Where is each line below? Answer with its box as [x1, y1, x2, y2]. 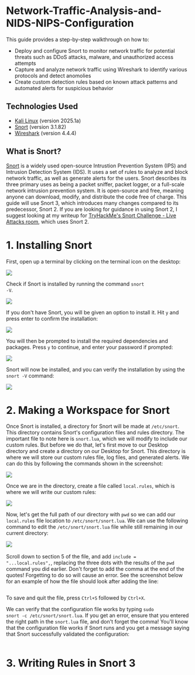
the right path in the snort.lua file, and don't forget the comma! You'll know [6, 618, 189, 625]
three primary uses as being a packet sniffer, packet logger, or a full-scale [6, 180, 184, 188]
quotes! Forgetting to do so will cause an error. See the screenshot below [6, 572, 183, 579]
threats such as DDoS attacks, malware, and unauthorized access [14, 53, 174, 60]
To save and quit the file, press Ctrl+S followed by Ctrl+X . [6, 594, 145, 601]
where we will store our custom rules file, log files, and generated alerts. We [6, 454, 190, 461]
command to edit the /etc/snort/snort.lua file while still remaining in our [6, 523, 183, 530]
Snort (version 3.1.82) [14, 123, 66, 130]
